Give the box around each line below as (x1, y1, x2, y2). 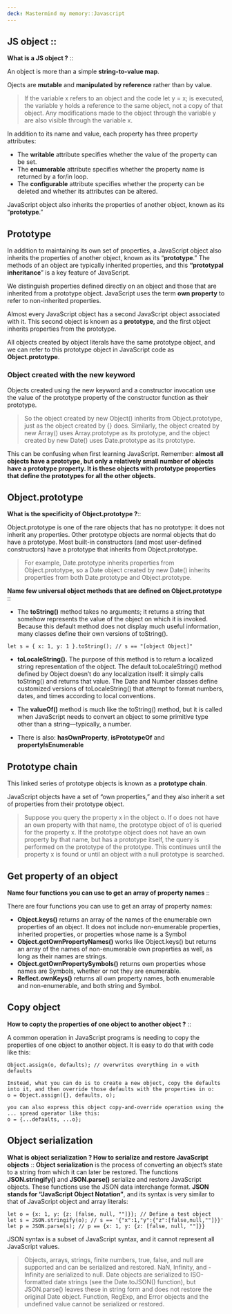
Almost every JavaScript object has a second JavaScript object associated (7, 310, 220, 318)
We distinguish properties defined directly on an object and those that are (7, 282, 217, 291)
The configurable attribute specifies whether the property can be (17, 180, 205, 188)
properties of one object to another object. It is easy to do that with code (7, 1041, 214, 1049)
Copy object (7, 1001, 61, 1014)
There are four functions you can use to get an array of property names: (7, 902, 213, 910)
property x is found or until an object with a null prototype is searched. (23, 850, 225, 859)
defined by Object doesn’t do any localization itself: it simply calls (17, 670, 204, 678)
